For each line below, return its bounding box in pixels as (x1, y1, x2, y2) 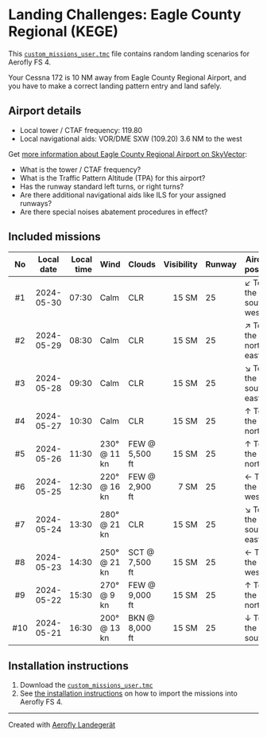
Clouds (128, 259, 157, 270)
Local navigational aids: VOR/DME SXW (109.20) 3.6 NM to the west (19, 134, 242, 143)
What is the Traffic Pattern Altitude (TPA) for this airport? (19, 173, 206, 182)
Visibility (163, 259, 199, 270)
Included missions (8, 230, 101, 244)
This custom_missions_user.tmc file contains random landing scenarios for (8, 49, 250, 58)
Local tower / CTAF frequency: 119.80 (19, 125, 143, 135)
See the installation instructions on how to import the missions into (19, 688, 238, 698)
